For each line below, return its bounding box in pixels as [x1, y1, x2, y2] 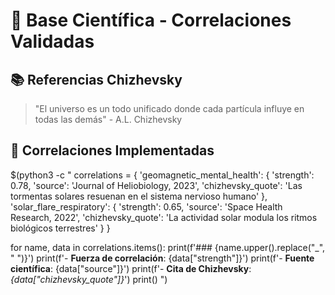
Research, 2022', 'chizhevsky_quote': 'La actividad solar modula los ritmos [10, 211, 318, 223]
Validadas [10, 30, 95, 53]
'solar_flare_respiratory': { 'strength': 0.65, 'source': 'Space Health [10, 200, 283, 213]
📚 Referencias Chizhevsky [10, 71, 183, 88]
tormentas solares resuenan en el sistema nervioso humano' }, [10, 190, 268, 202]
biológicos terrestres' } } [10, 222, 111, 234]
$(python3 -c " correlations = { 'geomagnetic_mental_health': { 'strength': [10, 169, 315, 181]
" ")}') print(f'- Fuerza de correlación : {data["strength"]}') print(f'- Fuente [10, 252, 315, 264]
